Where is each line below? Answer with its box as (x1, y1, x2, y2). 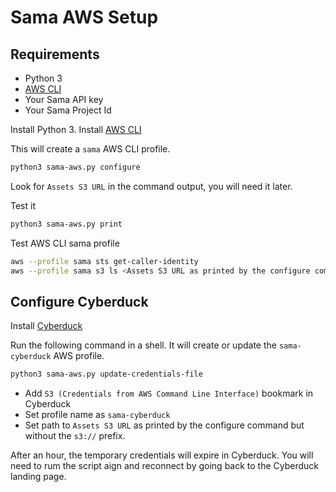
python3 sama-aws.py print (10, 219, 123, 229)
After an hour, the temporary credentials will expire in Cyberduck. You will (10, 449, 314, 461)
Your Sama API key (24, 94, 104, 105)
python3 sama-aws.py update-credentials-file (10, 369, 203, 380)
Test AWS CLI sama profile (10, 237, 120, 249)
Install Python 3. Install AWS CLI (10, 124, 142, 135)
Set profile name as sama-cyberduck (24, 409, 171, 421)
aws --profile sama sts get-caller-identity (10, 256, 199, 266)
